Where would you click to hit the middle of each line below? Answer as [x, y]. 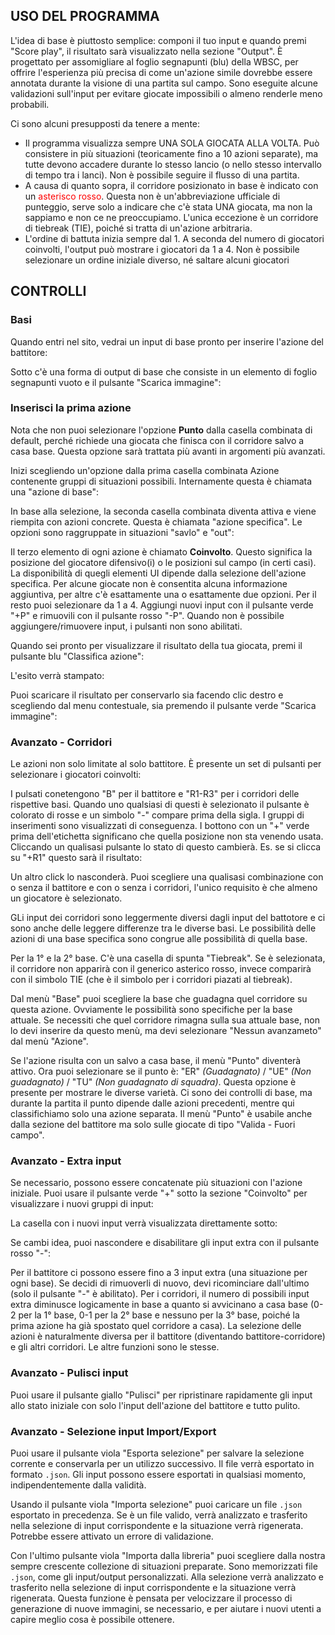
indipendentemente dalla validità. [78, 1485]
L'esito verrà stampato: [57, 675]
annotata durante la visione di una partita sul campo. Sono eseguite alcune [164, 83]
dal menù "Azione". [49, 1041]
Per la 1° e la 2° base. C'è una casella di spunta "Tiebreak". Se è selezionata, [168, 958]
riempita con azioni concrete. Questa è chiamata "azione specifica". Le [156, 521]
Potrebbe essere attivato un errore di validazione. [112, 1536]
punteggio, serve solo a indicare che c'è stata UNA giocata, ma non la [168, 206]
